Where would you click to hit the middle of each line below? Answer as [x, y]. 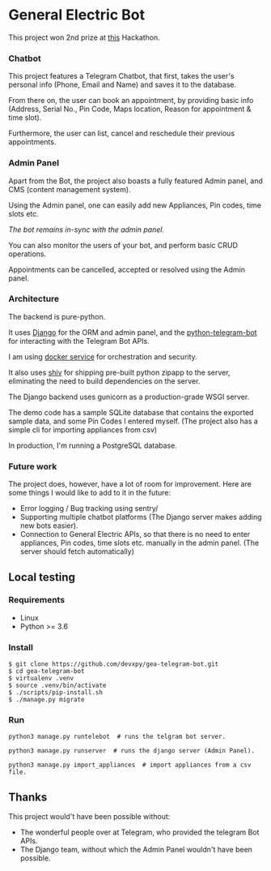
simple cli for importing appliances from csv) [83, 429]
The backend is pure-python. [57, 316]
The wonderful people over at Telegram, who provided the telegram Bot [140, 832]
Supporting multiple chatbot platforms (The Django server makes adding [141, 517]
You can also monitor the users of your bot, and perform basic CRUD [123, 245]
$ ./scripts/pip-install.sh [56, 693]
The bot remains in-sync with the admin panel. [86, 230]
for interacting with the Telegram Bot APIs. [79, 341]
